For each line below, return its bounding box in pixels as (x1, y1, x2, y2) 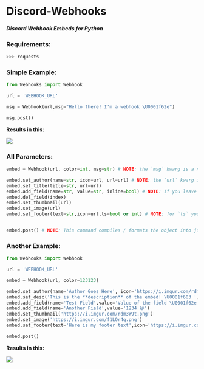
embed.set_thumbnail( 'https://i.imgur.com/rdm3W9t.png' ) (6, 311, 154, 317)
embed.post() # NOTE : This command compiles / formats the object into (6, 227, 191, 233)
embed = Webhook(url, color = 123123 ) (6, 277, 99, 283)
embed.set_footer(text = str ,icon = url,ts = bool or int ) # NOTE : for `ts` (6, 211, 189, 217)
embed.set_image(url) (6, 205, 61, 212)
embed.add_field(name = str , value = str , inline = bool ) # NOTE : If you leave (6, 188, 197, 195)
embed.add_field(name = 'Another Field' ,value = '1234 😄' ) (6, 305, 150, 311)
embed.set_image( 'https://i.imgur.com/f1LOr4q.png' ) (6, 317, 143, 323)
